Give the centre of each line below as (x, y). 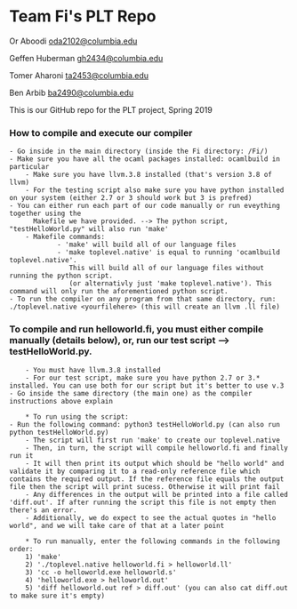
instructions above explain (61, 401)
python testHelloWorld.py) (59, 432)
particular (29, 167)
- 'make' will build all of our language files (147, 245)
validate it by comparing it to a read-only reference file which (135, 471)
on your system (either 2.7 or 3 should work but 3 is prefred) (131, 198)
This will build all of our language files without (167, 268)
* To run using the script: (77, 417)
